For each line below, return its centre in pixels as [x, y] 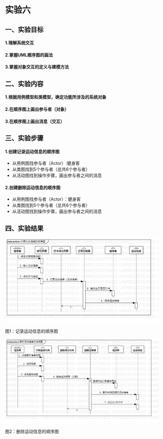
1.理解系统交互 [19, 43]
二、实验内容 [24, 84]
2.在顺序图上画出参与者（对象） [37, 109]
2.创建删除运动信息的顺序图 [33, 187]
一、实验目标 [24, 30]
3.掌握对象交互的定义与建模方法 [37, 67]
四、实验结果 [24, 228]
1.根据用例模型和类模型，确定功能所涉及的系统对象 [56, 97]
